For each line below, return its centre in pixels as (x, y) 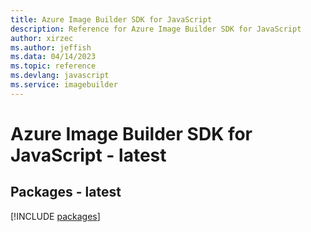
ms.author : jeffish (51, 47)
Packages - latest (66, 192)
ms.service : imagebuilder (64, 85)
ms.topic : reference (53, 66)
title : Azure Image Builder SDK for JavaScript (111, 19)
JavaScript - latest (88, 155)
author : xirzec (42, 38)
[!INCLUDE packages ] (55, 216)
